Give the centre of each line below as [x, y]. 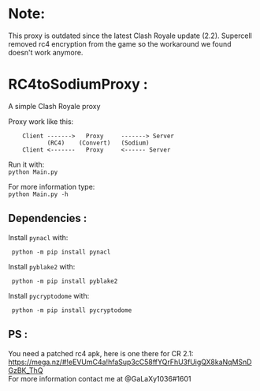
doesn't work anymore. [46, 52]
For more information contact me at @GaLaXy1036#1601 [100, 378]
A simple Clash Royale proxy [54, 106]
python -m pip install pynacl [61, 252]
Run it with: [26, 164]
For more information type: [52, 186]
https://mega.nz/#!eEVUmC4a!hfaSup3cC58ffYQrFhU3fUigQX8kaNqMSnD [130, 362]
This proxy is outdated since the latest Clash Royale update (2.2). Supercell [130, 36]
